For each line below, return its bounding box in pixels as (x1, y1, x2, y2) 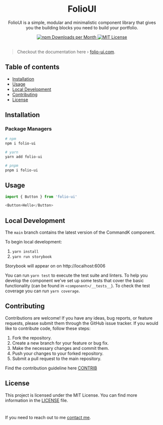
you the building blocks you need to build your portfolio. (26, 24, 138, 30)
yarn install (12, 249, 39, 254)
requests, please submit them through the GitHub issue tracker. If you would (5, 320, 159, 326)
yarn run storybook (12, 255, 52, 260)
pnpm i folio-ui (5, 167, 38, 173)
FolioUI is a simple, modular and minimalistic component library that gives (8, 20, 156, 25)
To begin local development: (5, 239, 62, 245)
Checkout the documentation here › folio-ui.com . (17, 49, 116, 55)
